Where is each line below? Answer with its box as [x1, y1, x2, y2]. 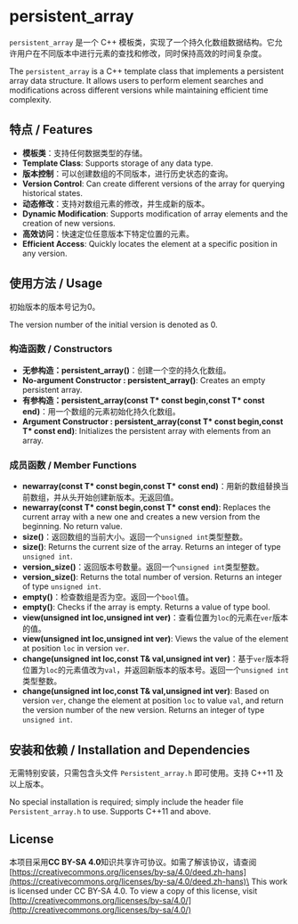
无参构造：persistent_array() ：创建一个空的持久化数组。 [21, 364, 231, 375]
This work [251, 876, 287, 887]
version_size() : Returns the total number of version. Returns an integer [21, 572, 283, 583]
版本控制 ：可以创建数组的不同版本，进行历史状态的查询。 [21, 168, 233, 179]
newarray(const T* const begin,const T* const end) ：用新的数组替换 [21, 481, 282, 492]
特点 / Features [9, 122, 93, 137]
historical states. [21, 187, 83, 198]
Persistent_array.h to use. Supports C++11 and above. [9, 805, 212, 816]
